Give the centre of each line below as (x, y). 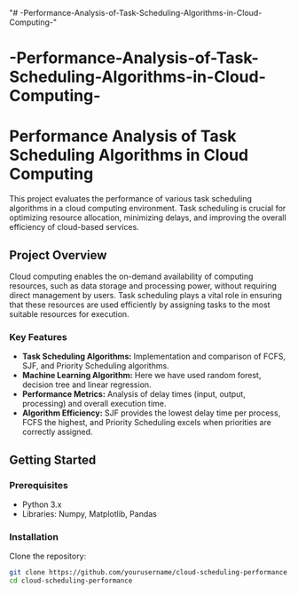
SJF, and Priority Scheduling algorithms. (96, 366)
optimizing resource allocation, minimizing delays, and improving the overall (148, 218)
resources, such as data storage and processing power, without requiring (143, 285)
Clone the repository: (48, 556)
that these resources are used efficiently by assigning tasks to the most (140, 305)
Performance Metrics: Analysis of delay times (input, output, (133, 394)
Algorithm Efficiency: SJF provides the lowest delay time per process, (151, 413)
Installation (34, 536)
